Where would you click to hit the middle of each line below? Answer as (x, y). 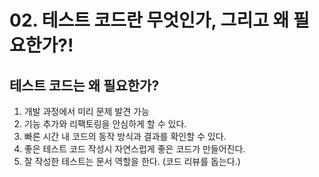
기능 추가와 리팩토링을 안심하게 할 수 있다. (105, 124)
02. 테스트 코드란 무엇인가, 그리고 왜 (149, 20)
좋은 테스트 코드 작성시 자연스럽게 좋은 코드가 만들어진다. (134, 149)
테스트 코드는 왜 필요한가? (84, 85)
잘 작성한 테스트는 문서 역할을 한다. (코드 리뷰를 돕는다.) (132, 161)
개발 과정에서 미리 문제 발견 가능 (86, 111)
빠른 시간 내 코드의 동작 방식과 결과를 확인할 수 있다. (125, 136)
